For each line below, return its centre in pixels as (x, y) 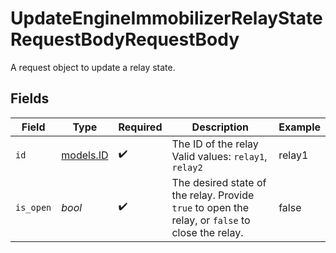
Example (299, 127)
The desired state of (219, 182)
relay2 (187, 167)
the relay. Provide (213, 195)
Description (220, 127)
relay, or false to (211, 220)
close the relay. (207, 232)
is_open (33, 207)
